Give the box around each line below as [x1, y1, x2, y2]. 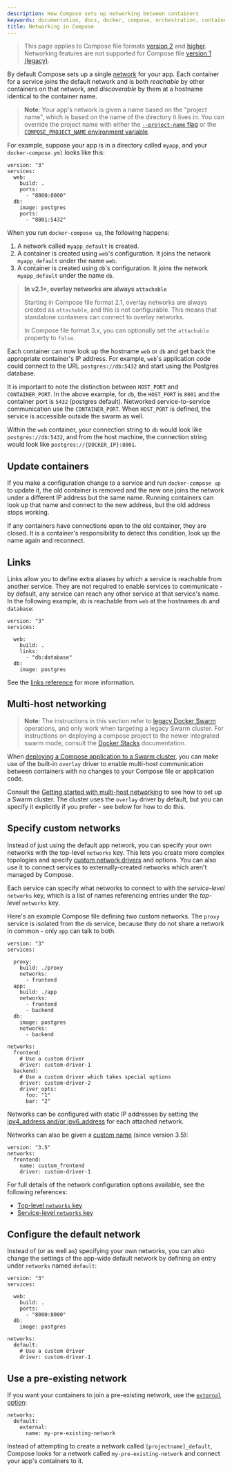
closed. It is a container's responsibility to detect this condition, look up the [7, 529, 221, 538]
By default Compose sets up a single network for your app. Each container [7, 70, 220, 78]
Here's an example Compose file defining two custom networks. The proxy [7, 912, 220, 920]
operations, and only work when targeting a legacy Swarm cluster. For [23, 724, 224, 732]
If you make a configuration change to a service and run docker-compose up [7, 479, 221, 487]
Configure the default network [7, 1229, 141, 1241]
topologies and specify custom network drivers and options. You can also [7, 855, 217, 864]
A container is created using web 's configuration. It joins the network [17, 249, 211, 258]
